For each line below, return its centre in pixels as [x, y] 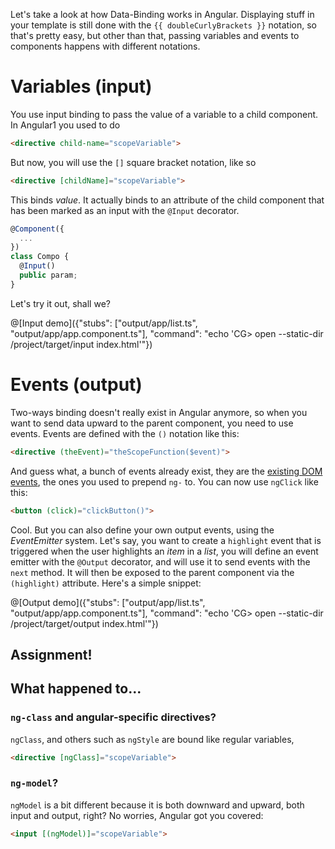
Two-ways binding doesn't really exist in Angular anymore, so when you [159, 412]
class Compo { [40, 257]
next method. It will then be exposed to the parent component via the [152, 572]
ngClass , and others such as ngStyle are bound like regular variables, [152, 739]
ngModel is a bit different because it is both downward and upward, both [157, 805]
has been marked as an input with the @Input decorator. [125, 210]
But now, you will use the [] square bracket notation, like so [133, 162]
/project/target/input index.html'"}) [81, 344]
